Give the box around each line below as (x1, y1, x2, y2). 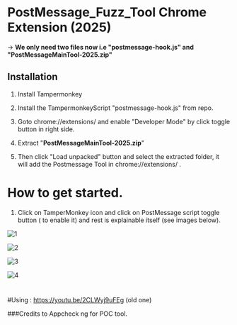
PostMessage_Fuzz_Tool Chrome (7, 4, 207, 21)
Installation (7, 71, 58, 83)
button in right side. (17, 125, 75, 133)
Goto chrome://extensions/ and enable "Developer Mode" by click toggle (17, 117, 231, 126)
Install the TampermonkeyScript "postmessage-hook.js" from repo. (17, 104, 214, 112)
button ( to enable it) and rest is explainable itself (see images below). (17, 216, 221, 224)
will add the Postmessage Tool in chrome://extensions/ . (17, 160, 182, 168)
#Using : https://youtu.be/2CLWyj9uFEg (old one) (7, 295, 152, 304)
